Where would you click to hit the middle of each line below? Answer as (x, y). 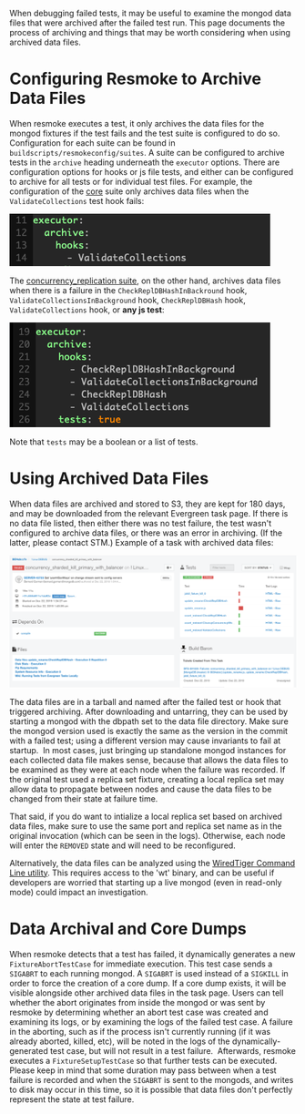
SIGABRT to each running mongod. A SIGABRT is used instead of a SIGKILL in (149, 973)
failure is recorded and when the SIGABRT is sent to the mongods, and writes (152, 1079)
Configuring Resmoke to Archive (136, 79)
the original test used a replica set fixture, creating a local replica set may (147, 779)
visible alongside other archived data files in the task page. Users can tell (147, 993)
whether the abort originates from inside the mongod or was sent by (137, 1002)
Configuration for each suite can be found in (92, 143)
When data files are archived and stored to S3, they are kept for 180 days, (147, 504)
